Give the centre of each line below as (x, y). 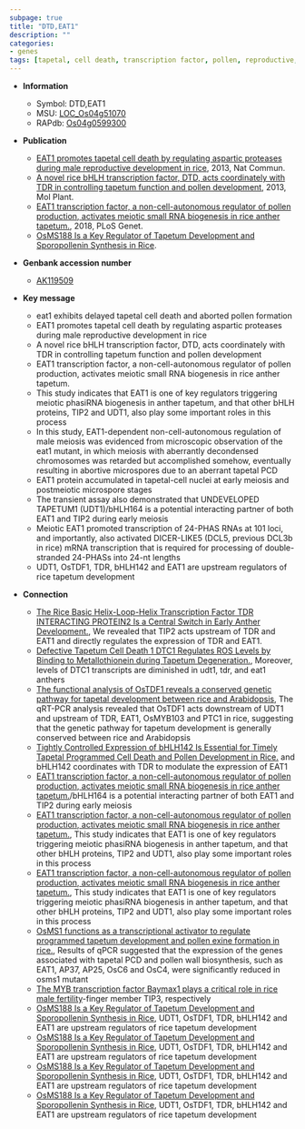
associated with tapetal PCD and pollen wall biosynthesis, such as (159, 960)
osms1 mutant (62, 979)
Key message (49, 298)
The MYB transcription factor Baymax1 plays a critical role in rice (157, 989)
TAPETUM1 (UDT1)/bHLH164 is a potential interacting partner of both (165, 509)
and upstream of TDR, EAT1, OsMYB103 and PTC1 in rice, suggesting (165, 718)
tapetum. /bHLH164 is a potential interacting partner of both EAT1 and (165, 796)
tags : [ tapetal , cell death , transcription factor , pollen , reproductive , (154, 60)
